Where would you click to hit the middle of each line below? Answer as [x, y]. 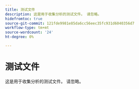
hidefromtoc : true [24, 19]
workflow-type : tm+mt [27, 28]
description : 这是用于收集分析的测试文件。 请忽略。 [53, 14]
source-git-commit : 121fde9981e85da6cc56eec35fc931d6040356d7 [70, 23]
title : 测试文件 [20, 10]
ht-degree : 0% [20, 37]
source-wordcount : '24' [29, 32]
